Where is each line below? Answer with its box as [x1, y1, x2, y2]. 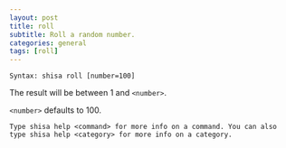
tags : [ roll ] [9, 47, 59, 56]
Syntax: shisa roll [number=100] [9, 71, 136, 81]
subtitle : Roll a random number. [9, 30, 136, 39]
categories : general [9, 38, 88, 48]
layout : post [9, 13, 59, 23]
